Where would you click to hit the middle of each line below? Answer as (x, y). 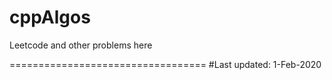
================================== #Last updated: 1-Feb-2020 (165, 64)
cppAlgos (50, 17)
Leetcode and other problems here (81, 45)
